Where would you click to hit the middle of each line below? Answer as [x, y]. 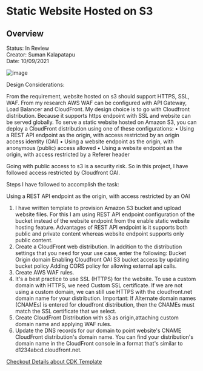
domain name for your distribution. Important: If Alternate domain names [105, 298]
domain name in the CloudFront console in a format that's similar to [99, 343]
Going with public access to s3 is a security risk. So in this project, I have [97, 166]
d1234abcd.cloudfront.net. [48, 350]
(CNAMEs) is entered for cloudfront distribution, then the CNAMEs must [105, 305]
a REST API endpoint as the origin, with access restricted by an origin [93, 135]
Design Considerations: [35, 84]
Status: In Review [28, 48]
